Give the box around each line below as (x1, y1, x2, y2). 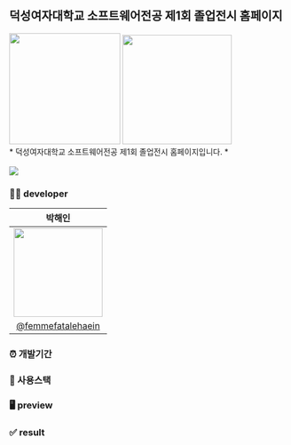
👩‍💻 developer (9, 187, 68, 200)
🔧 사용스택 (9, 374, 51, 386)
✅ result (9, 425, 45, 438)
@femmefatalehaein (16, 320, 100, 332)
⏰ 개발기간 (9, 348, 52, 361)
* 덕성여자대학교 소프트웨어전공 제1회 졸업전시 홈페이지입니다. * (9, 146, 229, 157)
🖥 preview (9, 399, 53, 411)
